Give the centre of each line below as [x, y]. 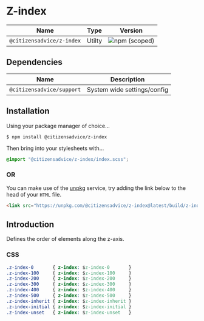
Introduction [30, 225]
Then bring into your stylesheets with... [55, 148]
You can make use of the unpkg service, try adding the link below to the [96, 188]
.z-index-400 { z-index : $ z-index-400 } [69, 290]
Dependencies [34, 62]
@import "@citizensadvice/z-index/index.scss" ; [68, 159]
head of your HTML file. [34, 194]
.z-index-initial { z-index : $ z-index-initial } [69, 307]
